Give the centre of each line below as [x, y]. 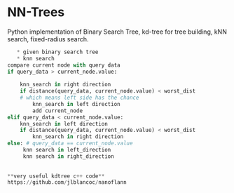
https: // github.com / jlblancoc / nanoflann [67, 182]
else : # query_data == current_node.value [70, 144]
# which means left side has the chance [80, 98]
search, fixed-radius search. [48, 39]
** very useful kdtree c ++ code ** [56, 176]
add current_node [57, 111]
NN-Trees [36, 12]
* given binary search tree [57, 52]
